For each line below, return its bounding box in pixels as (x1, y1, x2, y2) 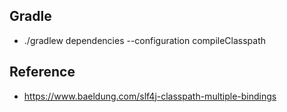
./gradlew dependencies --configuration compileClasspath (23, 34, 267, 46)
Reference (9, 64, 76, 81)
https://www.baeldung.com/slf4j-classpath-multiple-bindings (23, 90, 277, 102)
